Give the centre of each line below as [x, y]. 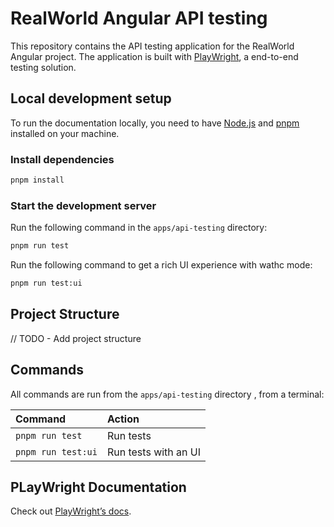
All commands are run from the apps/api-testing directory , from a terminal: [167, 394]
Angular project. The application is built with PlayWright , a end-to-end [154, 56]
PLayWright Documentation [98, 487]
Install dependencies [62, 159]
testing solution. [43, 67]
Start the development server [83, 205]
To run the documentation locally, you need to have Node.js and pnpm [155, 123]
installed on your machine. [65, 133]
